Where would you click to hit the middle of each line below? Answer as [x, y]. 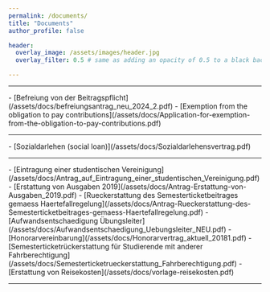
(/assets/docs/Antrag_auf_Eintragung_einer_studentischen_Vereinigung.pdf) [134, 178]
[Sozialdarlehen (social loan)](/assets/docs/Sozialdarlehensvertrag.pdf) [132, 146]
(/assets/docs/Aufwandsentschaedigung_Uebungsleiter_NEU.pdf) [117, 229]
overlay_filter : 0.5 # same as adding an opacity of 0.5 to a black [133, 60]
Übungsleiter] [123, 221]
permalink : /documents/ [48, 16]
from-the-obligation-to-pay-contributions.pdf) [85, 123]
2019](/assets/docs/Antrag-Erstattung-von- [174, 187]
